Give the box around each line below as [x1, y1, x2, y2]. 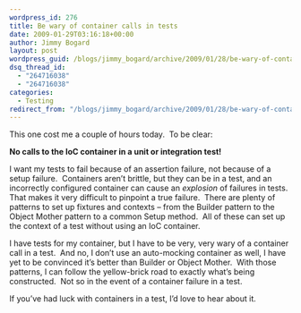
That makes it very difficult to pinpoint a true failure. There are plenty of [9, 192, 276, 203]
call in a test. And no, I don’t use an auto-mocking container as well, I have [9, 248, 287, 258]
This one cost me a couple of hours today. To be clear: [9, 129, 213, 140]
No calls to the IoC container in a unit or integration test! [9, 147, 222, 157]
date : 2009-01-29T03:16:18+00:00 [9, 30, 134, 38]
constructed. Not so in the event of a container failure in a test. [9, 276, 243, 287]
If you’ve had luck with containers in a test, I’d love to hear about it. [9, 293, 257, 304]
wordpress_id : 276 [9, 13, 78, 22]
